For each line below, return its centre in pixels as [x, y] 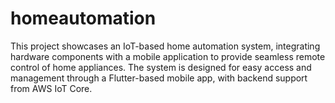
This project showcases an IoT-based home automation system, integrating [165, 46]
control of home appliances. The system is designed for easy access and [161, 67]
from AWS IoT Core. [51, 88]
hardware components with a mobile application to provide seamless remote [168, 56]
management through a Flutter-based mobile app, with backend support [159, 78]
